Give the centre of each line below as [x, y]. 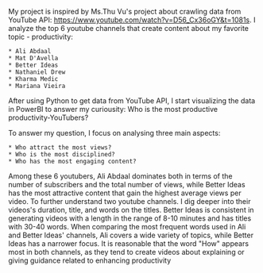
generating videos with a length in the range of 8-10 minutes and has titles [130, 218]
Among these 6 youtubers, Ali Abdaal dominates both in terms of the [120, 176]
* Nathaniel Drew [37, 72]
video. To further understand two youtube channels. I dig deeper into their [130, 201]
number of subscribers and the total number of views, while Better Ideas [127, 185]
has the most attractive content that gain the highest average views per [125, 193]
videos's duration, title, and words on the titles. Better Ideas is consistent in [131, 210]
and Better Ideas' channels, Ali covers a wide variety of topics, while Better [131, 235]
